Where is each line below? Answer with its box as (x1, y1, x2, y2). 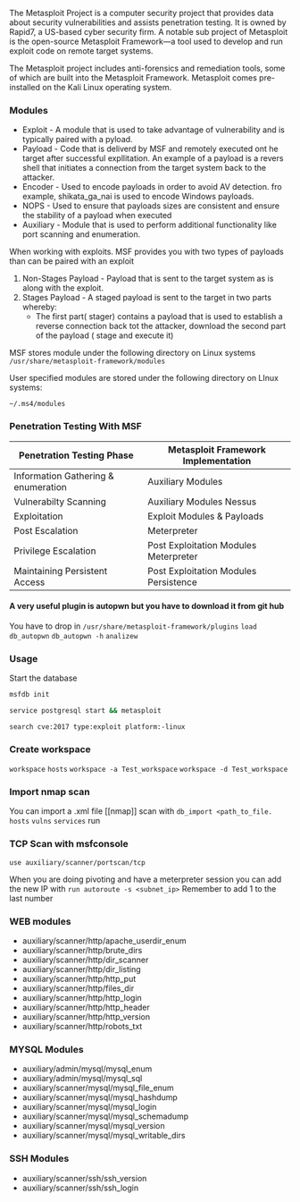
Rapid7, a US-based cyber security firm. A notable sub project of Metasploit (9, 27, 288, 37)
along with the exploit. (21, 283, 104, 293)
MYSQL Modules (9, 1043, 84, 1055)
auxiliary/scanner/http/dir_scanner (21, 954, 149, 965)
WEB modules (9, 915, 71, 927)
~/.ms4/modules (9, 400, 66, 409)
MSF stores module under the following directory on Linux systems (9, 348, 256, 359)
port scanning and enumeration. (21, 229, 141, 240)
